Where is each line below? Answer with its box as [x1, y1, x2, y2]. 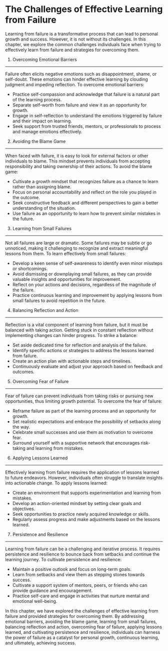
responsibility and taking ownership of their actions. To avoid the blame [5, 163, 152, 169]
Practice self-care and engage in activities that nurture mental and [12, 593, 149, 599]
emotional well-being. [12, 598, 57, 604]
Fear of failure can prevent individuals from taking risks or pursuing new [5, 393, 153, 399]
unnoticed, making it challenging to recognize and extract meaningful [5, 245, 148, 251]
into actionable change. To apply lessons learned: [5, 480, 107, 486]
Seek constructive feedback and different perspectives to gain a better [12, 200, 158, 206]
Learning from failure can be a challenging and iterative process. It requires [5, 546, 160, 552]
